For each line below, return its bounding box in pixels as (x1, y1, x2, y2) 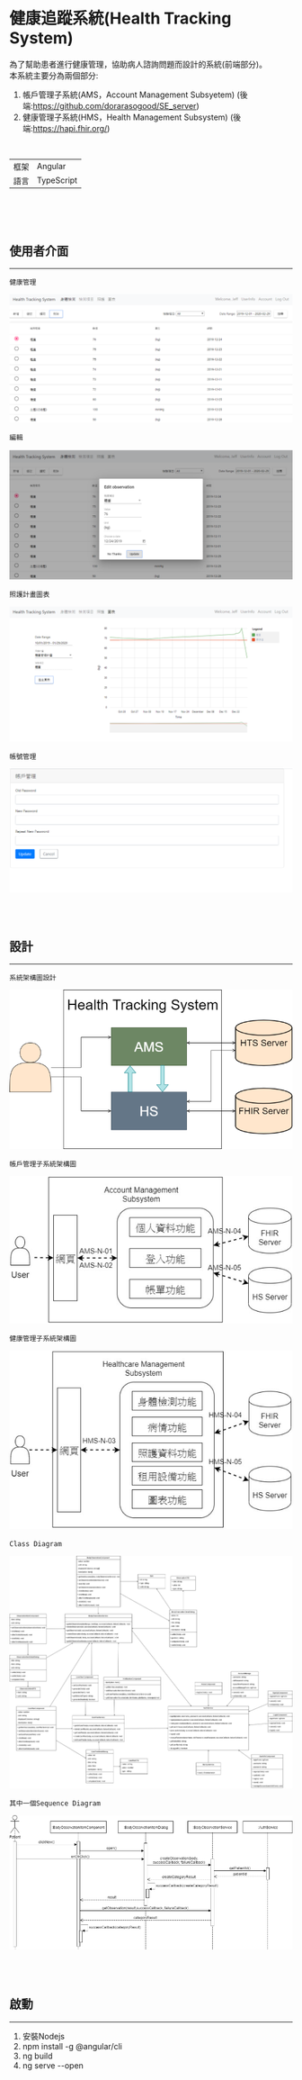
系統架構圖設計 (9, 973, 57, 982)
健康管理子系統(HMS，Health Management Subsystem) (22, 112, 228, 122)
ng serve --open (22, 2059, 84, 2071)
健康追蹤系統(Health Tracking (9, 8, 232, 29)
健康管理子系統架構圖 (9, 1334, 76, 1343)
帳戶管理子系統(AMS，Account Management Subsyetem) (22, 89, 235, 100)
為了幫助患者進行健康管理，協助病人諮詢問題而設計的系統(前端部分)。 (9, 59, 268, 69)
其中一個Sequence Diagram (9, 1798, 102, 1808)
